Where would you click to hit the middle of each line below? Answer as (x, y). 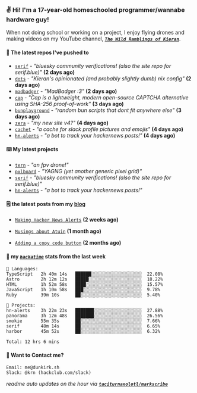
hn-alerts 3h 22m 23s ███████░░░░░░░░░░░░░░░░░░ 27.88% (85, 311)
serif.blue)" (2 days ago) (45, 72)
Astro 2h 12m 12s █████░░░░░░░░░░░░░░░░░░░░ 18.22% (85, 279)
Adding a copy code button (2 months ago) (68, 242)
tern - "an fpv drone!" (42, 165)
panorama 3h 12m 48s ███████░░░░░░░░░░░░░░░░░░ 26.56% (85, 316)
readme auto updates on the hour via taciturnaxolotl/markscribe (87, 384)
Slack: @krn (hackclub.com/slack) (49, 373)
